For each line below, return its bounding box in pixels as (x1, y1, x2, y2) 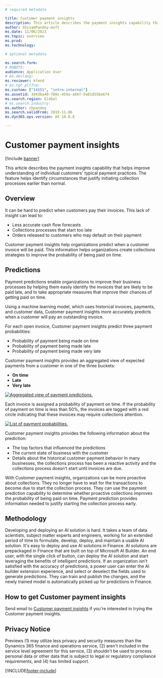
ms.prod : (5, 38, 23, 44)
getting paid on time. (5, 294, 47, 300)
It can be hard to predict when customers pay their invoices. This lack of (5, 207, 150, 213)
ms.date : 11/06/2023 (5, 30, 47, 34)
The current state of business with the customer (12, 450, 109, 456)
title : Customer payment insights (5, 16, 75, 21)
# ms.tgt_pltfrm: (5, 83, 40, 88)
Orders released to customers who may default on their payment (12, 232, 142, 238)
